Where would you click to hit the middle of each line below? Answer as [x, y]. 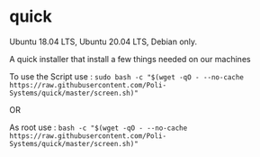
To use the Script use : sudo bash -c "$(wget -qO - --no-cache [127, 76]
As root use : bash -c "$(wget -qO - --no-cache [99, 127]
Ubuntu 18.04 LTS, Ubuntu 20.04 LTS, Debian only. [103, 42]
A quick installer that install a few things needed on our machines [130, 59]
